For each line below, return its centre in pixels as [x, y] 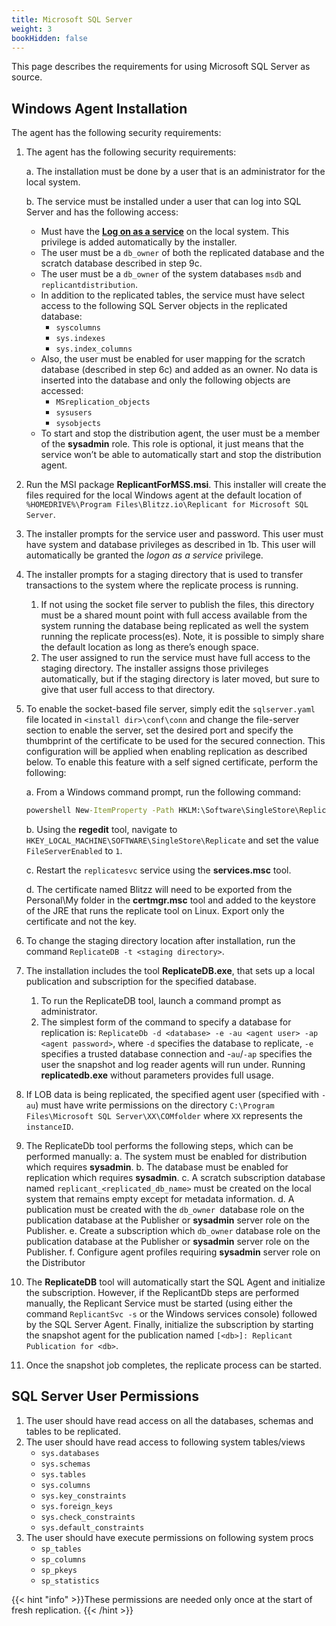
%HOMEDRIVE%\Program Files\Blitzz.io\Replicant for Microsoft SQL [167, 505]
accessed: [62, 391]
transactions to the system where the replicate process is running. [162, 585]
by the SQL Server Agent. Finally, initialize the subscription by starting [169, 1325]
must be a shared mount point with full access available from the [174, 615]
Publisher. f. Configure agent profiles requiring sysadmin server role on [173, 1252]
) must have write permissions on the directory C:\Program [155, 1105]
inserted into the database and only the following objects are [165, 380]
